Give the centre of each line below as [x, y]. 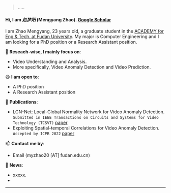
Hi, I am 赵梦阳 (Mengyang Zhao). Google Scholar [58, 19]
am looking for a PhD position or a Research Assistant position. [71, 42]
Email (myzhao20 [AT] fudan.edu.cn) [51, 155]
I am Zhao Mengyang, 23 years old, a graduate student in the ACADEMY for [84, 31]
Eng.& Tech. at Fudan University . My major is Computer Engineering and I [82, 37]
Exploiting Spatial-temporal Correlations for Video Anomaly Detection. [86, 128]
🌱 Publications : [22, 102]
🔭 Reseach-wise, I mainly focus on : [43, 52]
